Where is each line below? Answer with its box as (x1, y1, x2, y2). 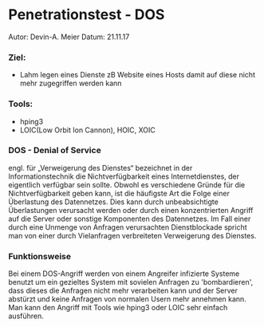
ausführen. (8, 311, 44, 321)
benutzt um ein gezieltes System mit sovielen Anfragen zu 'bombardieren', (8, 278, 254, 287)
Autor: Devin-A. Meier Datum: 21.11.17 (8, 32, 130, 41)
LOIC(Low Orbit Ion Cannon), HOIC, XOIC (19, 125, 156, 135)
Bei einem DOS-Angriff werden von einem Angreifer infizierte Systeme (8, 269, 240, 278)
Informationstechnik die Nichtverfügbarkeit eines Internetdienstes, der (8, 171, 239, 181)
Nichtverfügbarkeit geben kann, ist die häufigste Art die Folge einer (8, 188, 230, 198)
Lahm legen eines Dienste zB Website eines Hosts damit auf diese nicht (19, 70, 255, 80)
